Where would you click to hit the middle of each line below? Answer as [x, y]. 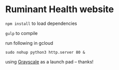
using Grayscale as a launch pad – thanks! [50, 61]
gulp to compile [22, 33]
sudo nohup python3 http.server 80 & [45, 52]
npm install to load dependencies [41, 23]
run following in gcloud [29, 43]
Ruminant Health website [60, 9]
